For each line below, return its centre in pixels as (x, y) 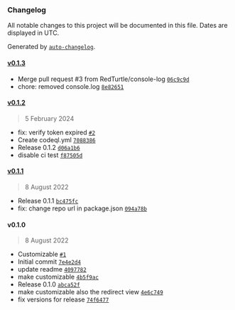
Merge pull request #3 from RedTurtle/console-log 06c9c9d (103, 79)
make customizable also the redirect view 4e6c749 (90, 292)
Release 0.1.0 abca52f (49, 284)
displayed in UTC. (33, 33)
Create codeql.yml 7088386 (56, 139)
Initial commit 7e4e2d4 (49, 262)
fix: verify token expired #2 (56, 132)
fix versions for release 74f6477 (63, 299)
